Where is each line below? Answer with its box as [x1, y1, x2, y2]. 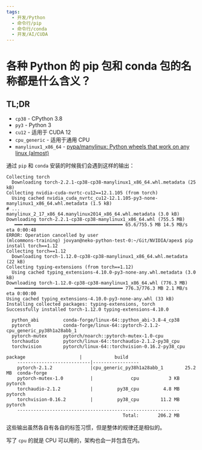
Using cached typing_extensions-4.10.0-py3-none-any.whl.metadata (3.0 [11, 270, 197, 276]
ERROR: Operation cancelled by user [6, 233, 99, 239]
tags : [6, 8, 20, 15]
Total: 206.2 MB [122, 412, 180, 419]
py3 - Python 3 [15, 122, 51, 129]
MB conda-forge [6, 370, 47, 376]
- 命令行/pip [11, 20, 42, 26]
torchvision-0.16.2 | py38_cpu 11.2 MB [17, 397, 180, 403]
